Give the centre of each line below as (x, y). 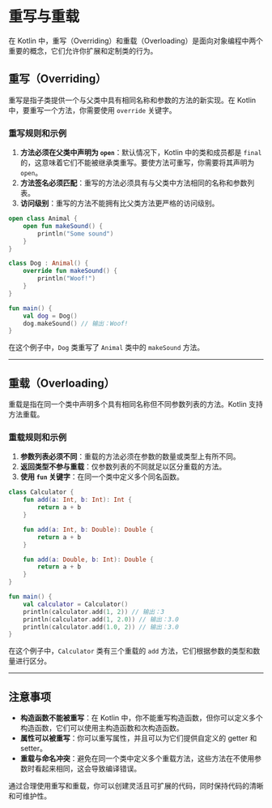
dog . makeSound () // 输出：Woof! (76, 323)
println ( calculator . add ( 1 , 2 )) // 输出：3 (93, 611)
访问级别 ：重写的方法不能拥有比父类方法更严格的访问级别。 (119, 203)
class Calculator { (41, 492)
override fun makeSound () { (70, 271)
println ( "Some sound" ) (76, 233)
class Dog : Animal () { (49, 264)
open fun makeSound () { (63, 226)
